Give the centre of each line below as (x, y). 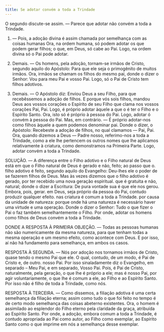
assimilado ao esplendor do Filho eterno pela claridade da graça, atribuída (80, 308)
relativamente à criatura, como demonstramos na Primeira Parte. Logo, (84, 145)
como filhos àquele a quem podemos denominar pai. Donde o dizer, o (82, 125)
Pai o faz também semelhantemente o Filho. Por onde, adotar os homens (79, 212)
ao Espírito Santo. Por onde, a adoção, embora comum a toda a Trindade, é (81, 313)
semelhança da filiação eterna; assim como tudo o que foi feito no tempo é (81, 298)
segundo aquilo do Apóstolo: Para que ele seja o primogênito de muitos (84, 69)
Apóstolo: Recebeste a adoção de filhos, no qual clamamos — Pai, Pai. (83, 130)
